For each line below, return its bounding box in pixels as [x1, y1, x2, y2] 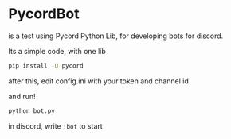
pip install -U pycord [8, 61, 84, 70]
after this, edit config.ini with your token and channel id [8, 76, 189, 86]
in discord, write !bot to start [8, 121, 104, 131]
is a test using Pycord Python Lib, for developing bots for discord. [8, 31, 224, 41]
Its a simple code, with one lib [8, 46, 106, 56]
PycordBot [8, 5, 80, 23]
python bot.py [8, 106, 56, 115]
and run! [8, 91, 36, 101]
